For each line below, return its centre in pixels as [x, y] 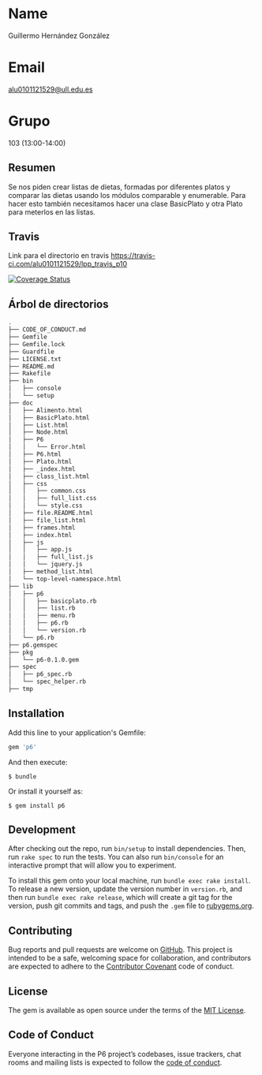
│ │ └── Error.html [47, 447]
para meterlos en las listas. [52, 212]
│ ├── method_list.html [51, 572]
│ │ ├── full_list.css [52, 498]
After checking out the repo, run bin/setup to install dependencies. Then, [127, 849]
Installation [36, 713]
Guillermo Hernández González [59, 35]
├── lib [21, 586]
